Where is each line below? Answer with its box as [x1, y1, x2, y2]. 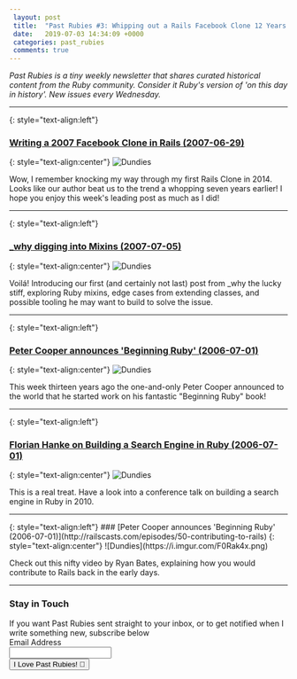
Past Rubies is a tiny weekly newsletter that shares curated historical [9, 70, 261, 81]
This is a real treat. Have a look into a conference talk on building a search [9, 487, 279, 497]
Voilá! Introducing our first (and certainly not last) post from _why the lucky [9, 277, 282, 288]
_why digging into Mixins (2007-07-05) [9, 240, 182, 253]
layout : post [12, 12, 62, 22]
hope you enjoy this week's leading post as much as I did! [9, 192, 220, 204]
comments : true [12, 46, 69, 55]
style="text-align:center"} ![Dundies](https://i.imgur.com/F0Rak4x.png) [9, 541, 269, 551]
